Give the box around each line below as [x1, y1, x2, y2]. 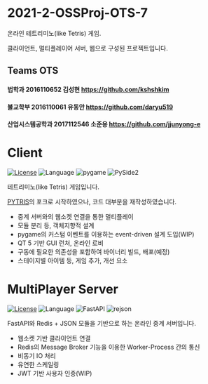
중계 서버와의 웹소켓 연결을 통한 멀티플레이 [17, 213, 134, 221]
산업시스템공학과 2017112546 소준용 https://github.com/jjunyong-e [7, 120, 201, 128]
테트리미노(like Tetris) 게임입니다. [7, 183, 100, 191]
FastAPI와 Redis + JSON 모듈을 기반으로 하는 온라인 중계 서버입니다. [7, 319, 196, 327]
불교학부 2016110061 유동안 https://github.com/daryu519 [7, 102, 174, 111]
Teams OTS [7, 65, 59, 77]
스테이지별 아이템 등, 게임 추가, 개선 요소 [17, 256, 128, 265]
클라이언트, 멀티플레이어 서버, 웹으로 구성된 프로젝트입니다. [7, 44, 168, 52]
